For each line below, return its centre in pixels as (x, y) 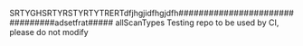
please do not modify (49, 32)
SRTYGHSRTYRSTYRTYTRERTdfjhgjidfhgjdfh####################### (151, 13)
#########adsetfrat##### (62, 23)
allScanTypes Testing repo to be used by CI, (197, 23)
